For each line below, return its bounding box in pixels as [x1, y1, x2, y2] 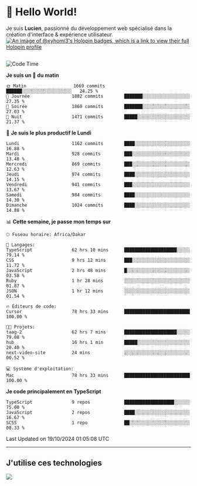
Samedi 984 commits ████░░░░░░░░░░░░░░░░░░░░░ [6, 192, 191, 198]
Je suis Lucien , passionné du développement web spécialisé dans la [6, 25, 172, 32]
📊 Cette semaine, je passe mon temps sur [6, 218, 111, 225]
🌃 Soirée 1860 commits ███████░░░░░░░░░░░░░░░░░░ [6, 104, 191, 110]
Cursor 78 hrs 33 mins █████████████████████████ [6, 309, 191, 315]
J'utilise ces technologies [6, 458, 103, 468]
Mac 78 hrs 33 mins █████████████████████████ [6, 373, 191, 379]
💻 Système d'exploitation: [6, 366, 74, 372]
